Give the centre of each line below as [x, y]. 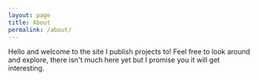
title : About [29, 23]
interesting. [26, 68]
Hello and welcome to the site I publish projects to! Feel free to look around [129, 52]
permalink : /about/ [40, 30]
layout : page [29, 15]
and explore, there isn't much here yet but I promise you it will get [114, 60]
